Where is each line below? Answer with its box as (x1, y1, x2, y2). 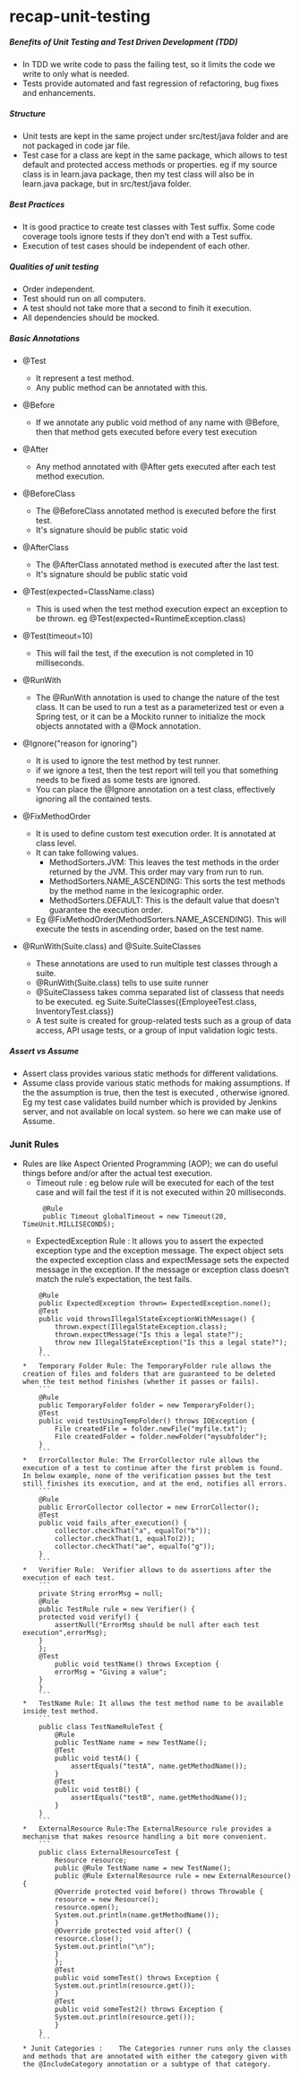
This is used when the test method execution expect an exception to (35, 603, 288, 615)
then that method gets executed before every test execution (35, 427, 258, 437)
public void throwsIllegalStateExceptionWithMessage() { (39, 1315, 256, 1324)
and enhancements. (21, 88, 97, 99)
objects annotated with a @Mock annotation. (35, 721, 201, 732)
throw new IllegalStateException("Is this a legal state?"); (55, 1338, 288, 1347)
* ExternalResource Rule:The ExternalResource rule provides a (21, 1824, 271, 1834)
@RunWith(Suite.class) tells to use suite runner (35, 977, 209, 988)
